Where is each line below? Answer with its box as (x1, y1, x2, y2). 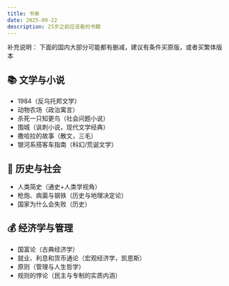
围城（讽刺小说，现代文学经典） (17, 123, 109, 132)
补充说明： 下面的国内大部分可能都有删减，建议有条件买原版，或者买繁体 (7, 43, 216, 51)
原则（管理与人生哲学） (17, 262, 85, 271)
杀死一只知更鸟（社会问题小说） (17, 114, 109, 122)
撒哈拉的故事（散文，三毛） (17, 132, 97, 140)
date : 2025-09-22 (7, 17, 58, 24)
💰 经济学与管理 (7, 222, 74, 234)
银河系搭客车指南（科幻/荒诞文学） (17, 141, 118, 149)
